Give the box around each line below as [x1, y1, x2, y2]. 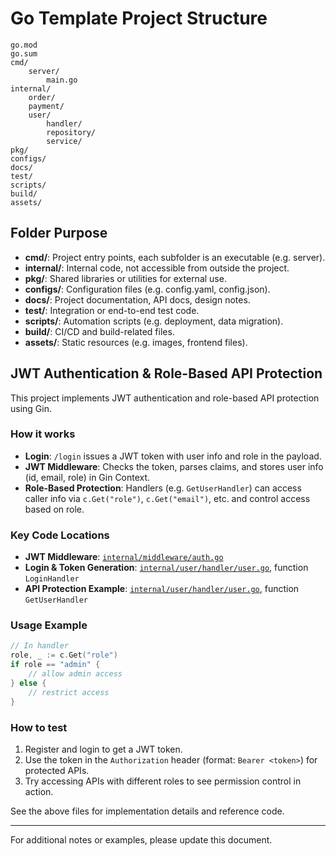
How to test [10, 720, 68, 734]
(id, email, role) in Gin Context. [24, 471, 151, 483]
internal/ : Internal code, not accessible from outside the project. [24, 262, 290, 274]
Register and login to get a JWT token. [24, 743, 183, 755]
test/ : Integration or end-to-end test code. [24, 304, 200, 316]
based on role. [24, 503, 85, 515]
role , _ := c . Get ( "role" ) [10, 650, 118, 661]
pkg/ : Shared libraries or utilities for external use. [24, 272, 227, 284]
